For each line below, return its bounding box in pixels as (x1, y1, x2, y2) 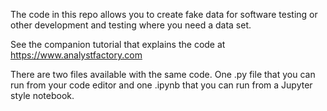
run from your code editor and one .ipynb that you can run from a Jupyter (10, 79, 313, 91)
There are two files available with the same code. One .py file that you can (10, 69, 316, 80)
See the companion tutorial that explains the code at (10, 39, 226, 50)
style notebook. (10, 90, 75, 101)
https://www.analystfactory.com (10, 49, 143, 61)
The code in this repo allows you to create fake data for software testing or (10, 9, 318, 20)
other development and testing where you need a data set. (10, 19, 252, 31)
